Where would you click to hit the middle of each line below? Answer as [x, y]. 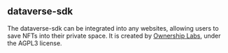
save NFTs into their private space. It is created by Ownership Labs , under [114, 36]
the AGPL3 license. [35, 43]
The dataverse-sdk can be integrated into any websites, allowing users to [113, 28]
